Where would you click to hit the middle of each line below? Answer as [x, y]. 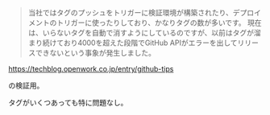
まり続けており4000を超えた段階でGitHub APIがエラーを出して [133, 43]
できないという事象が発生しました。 [95, 53]
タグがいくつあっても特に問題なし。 [68, 103]
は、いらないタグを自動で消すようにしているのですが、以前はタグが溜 [145, 33]
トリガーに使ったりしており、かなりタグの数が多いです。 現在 [159, 23]
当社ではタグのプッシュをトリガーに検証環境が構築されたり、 [131, 12]
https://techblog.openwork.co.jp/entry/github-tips [91, 69]
